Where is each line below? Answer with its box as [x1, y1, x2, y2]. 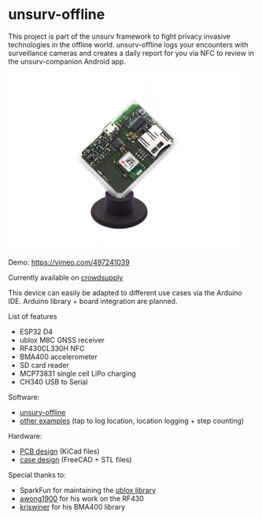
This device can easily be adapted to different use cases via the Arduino [8, 287, 242, 297]
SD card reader [19, 360, 69, 369]
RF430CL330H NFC [19, 343, 85, 353]
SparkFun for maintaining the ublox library [19, 485, 157, 495]
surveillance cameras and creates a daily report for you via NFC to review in [8, 48, 254, 57]
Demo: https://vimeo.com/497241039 [8, 258, 130, 267]
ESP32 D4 [19, 327, 54, 336]
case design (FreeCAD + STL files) [19, 454, 132, 464]
